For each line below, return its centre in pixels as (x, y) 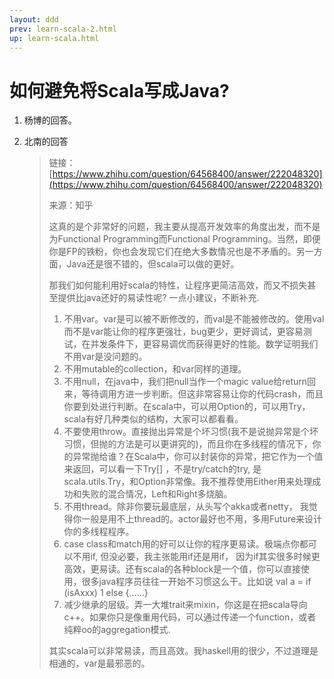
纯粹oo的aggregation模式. (117, 630)
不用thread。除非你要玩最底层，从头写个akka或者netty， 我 (186, 507)
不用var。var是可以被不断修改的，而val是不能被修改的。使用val (194, 319)
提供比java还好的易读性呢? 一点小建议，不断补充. (158, 298)
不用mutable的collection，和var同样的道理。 (155, 369)
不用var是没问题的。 (105, 357)
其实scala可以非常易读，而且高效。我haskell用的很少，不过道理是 (183, 651)
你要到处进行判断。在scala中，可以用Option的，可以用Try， (187, 407)
